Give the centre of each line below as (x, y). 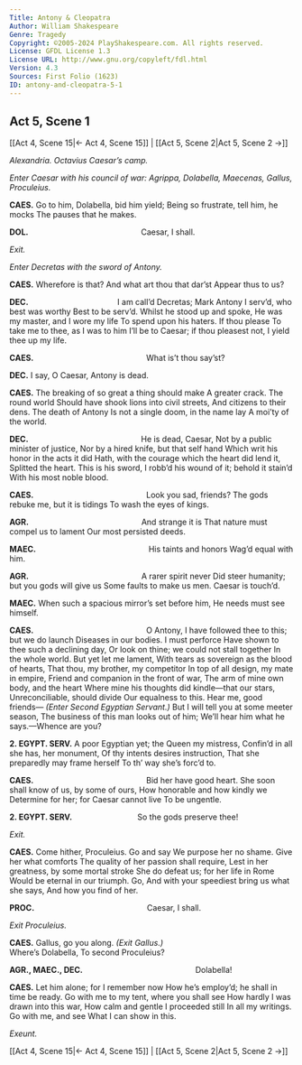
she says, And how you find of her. (74, 891)
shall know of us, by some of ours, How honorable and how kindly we (138, 790)
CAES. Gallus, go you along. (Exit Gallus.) (87, 943)
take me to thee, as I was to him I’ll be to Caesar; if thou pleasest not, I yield (150, 331)
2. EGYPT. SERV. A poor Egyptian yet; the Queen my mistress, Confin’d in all (151, 744)
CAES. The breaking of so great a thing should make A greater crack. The (146, 393)
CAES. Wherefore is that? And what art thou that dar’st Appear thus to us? (147, 284)
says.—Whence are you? (55, 727)
